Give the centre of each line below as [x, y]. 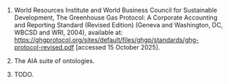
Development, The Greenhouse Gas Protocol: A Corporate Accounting [116, 17]
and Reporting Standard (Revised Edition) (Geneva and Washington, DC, [118, 25]
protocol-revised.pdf [44, 47]
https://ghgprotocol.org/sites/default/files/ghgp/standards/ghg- [106, 40]
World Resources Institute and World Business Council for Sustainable [115, 10]
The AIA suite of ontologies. [54, 61]
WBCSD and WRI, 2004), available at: [68, 32]
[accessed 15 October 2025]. [118, 47]
